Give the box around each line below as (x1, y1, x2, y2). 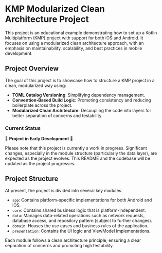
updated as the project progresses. (5, 161, 75, 167)
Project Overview (5, 65, 59, 73)
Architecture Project (5, 14, 89, 25)
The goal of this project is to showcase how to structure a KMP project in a (5, 77, 155, 83)
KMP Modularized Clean (5, 3, 105, 15)
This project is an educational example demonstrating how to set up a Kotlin (5, 30, 157, 35)
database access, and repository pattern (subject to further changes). (12, 218, 152, 223)
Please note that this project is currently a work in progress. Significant (5, 145, 147, 151)
